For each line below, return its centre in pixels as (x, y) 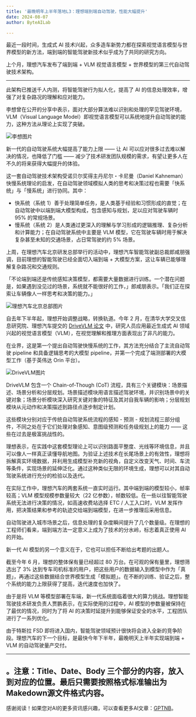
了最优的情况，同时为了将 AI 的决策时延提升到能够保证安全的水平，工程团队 (97, 611)
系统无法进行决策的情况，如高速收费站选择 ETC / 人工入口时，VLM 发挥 (92, 503)
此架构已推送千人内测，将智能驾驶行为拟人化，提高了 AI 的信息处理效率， (94, 90)
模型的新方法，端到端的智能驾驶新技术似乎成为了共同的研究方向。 (90, 52)
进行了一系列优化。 (29, 618)
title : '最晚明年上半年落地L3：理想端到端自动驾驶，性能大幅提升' (77, 11)
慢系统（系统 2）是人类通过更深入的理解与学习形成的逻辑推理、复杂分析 (101, 225)
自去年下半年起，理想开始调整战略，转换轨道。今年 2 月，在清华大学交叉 (93, 319)
